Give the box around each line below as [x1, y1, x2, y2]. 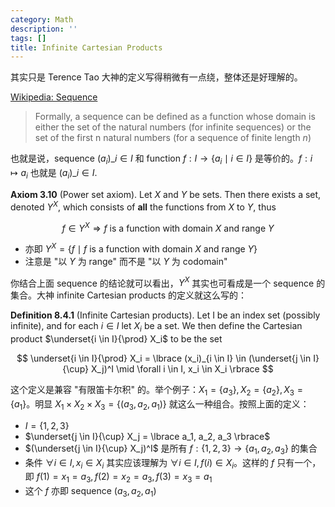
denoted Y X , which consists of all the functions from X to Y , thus [10, 199, 277, 213]
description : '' [10, 24, 78, 34]
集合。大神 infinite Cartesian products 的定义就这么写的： [10, 289, 248, 301]
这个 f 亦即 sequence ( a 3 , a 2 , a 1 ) [24, 485, 157, 500]
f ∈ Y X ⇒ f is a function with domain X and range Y [61, 220, 275, 234]
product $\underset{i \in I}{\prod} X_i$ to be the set [10, 333, 223, 345]
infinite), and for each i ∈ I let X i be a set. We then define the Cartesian [10, 320, 303, 335]
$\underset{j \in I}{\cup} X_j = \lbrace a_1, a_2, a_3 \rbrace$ [24, 430, 271, 442]
